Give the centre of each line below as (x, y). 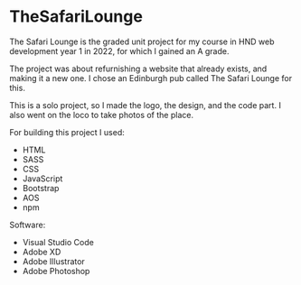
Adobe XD (42, 252)
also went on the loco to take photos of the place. (102, 115)
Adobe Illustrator (54, 261)
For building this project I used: (67, 132)
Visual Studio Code (58, 242)
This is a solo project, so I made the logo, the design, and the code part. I (146, 105)
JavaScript (42, 179)
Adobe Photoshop (56, 271)
